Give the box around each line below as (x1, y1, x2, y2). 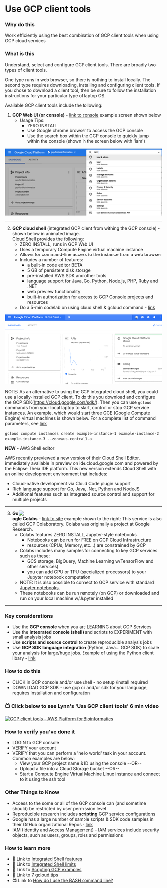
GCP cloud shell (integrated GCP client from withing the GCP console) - (12, 225, 160, 231)
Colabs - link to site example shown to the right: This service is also (22, 516, 162, 522)
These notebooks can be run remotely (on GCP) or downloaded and (19, 590, 159, 596)
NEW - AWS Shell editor (5, 445, 55, 451)
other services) (27, 564, 59, 570)
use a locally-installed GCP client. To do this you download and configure (5, 394, 155, 400)
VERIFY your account (12, 745, 56, 751)
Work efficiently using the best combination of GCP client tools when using (5, 32, 159, 38)
